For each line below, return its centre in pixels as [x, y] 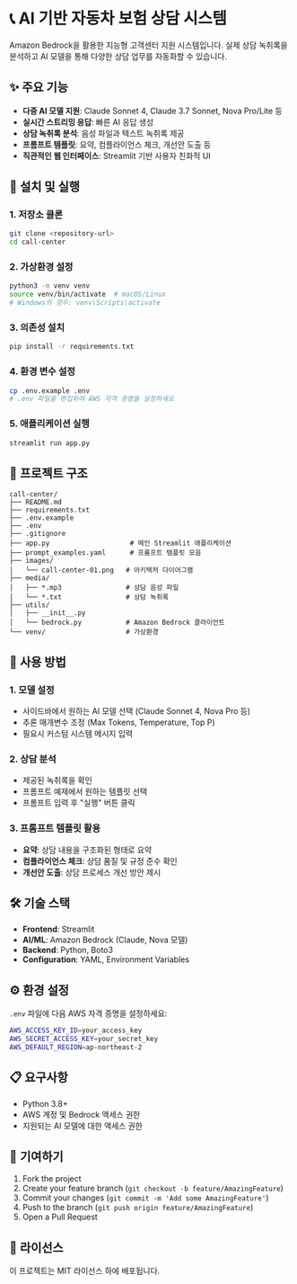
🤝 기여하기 [37, 1157]
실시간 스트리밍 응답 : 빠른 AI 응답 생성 [88, 121]
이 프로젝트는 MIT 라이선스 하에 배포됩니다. [85, 1271]
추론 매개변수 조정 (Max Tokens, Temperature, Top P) [118, 722]
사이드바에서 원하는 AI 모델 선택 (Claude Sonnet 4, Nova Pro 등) [136, 711]
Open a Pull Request [60, 1217]
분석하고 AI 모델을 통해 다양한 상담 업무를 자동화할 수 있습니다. [118, 56]
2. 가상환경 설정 [41, 267]
